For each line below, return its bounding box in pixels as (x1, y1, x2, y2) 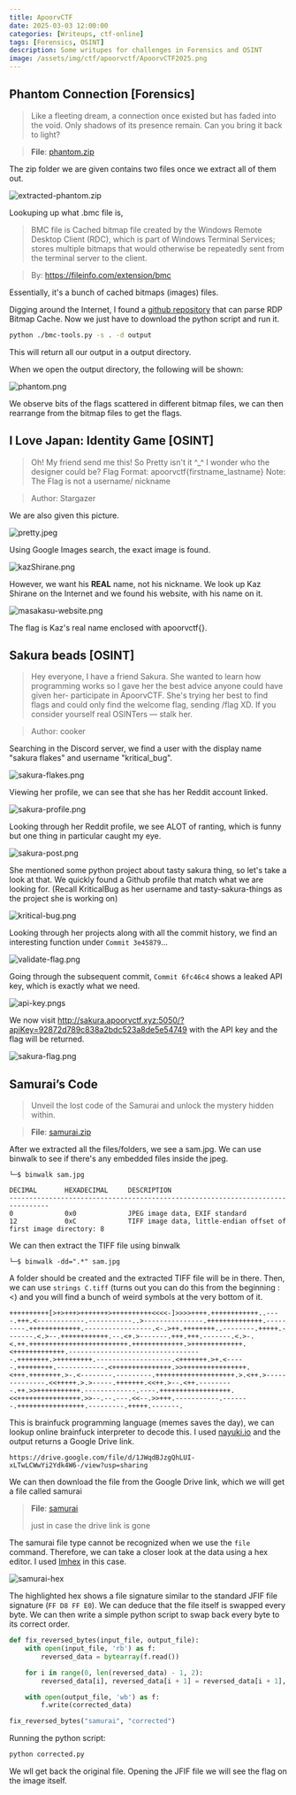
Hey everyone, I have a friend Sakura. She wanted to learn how (30, 671, 262, 682)
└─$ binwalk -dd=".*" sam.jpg (9, 1257, 121, 1266)
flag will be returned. (9, 1033, 85, 1045)
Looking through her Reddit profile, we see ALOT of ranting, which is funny (9, 821, 282, 832)
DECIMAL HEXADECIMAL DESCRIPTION (9, 1186, 172, 1195)
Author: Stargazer (30, 492, 96, 503)
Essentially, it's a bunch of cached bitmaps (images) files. (9, 287, 219, 298)
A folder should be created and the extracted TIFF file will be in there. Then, (9, 1273, 285, 1284)
